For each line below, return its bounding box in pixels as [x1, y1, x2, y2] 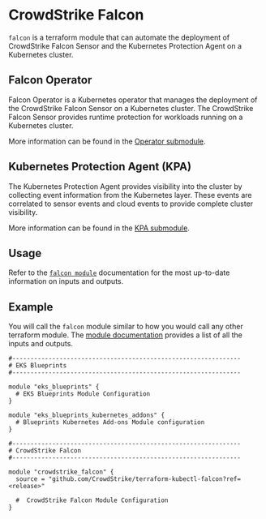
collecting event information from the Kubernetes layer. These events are [8, 190, 253, 199]
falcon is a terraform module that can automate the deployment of [8, 32, 230, 42]
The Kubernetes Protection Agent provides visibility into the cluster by [8, 181, 242, 191]
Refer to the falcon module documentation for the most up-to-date [8, 268, 230, 277]
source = [15, 475, 45, 483]
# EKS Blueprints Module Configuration [15, 390, 151, 398]
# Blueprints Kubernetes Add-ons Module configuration [15, 418, 205, 427]
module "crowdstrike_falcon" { [8, 468, 114, 476]
